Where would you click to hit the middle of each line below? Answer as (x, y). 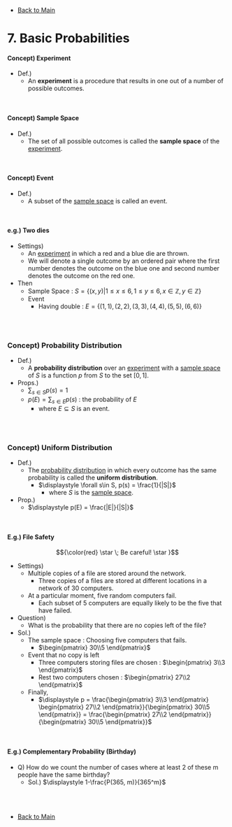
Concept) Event (30, 178)
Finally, (38, 692)
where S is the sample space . (91, 493)
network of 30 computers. (76, 588)
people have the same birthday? (64, 775)
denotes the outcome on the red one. (81, 276)
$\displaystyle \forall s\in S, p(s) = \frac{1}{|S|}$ (107, 485)
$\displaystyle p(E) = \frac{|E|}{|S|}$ (81, 508)
